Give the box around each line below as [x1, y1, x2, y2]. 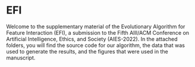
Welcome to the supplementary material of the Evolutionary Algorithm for [6, 23, 185, 30]
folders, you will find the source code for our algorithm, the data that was [6, 42, 185, 49]
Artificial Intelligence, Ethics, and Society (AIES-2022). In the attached [6, 35, 178, 42]
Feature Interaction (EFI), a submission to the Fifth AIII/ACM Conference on [6, 29, 189, 36]
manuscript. [6, 54, 36, 61]
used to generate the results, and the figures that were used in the [6, 48, 168, 55]
